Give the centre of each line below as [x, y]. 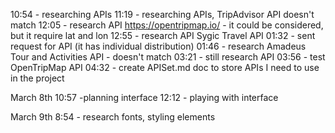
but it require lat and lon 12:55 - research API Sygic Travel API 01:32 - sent [163, 35]
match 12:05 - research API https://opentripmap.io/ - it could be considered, [167, 25]
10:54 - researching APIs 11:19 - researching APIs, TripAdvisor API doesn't [162, 14]
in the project [37, 78]
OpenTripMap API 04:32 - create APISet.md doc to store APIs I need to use [165, 67]
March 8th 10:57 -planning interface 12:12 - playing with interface [144, 97]
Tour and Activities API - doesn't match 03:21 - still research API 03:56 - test [168, 57]
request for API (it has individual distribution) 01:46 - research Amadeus [158, 46]
